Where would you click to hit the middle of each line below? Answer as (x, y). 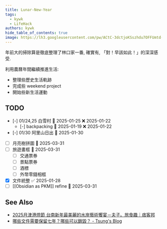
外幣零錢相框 (33, 174)
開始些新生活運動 (30, 92)
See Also (19, 202)
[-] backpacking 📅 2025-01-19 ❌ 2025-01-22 (66, 126)
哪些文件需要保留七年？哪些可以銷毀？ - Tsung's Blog (67, 221)
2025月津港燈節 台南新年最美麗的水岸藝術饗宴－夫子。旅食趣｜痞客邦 (83, 215)
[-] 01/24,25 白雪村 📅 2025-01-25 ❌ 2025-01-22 (61, 120)
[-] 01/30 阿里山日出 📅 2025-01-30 (48, 132)
